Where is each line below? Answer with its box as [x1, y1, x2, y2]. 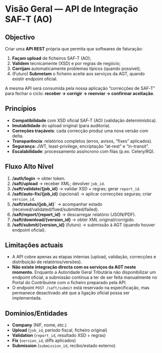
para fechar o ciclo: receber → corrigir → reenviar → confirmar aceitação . [5, 91, 155, 96]
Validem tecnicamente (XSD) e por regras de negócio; [12, 61, 121, 66]
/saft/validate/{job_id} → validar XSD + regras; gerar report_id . [12, 185, 141, 191]
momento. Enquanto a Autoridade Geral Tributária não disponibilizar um [12, 269, 156, 275]
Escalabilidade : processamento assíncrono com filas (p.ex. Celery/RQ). [12, 148, 155, 154]
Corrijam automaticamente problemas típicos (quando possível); [12, 66, 141, 71]
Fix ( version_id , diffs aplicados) [12, 337, 76, 343]
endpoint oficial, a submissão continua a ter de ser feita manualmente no [12, 274, 157, 280]
